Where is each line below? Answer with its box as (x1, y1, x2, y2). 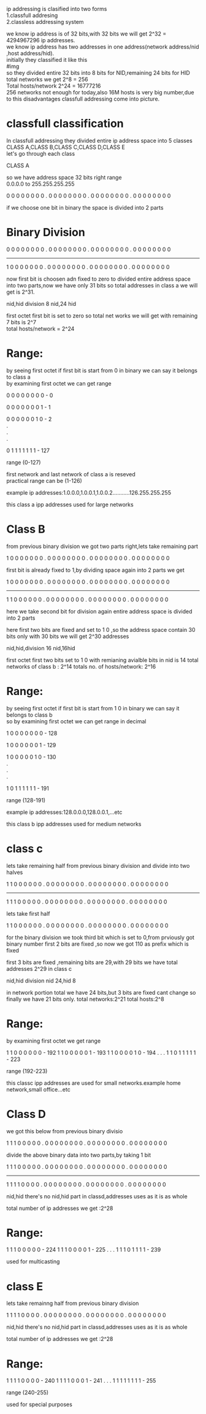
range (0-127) (6, 458, 41, 466)
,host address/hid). (6, 50, 55, 57)
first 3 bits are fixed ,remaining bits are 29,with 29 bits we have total (6, 959, 178, 966)
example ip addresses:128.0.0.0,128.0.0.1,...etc (6, 808, 123, 816)
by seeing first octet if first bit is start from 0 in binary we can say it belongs (6, 367, 198, 374)
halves (6, 869, 23, 876)
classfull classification (6, 116, 124, 131)
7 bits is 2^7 (6, 318, 37, 325)
